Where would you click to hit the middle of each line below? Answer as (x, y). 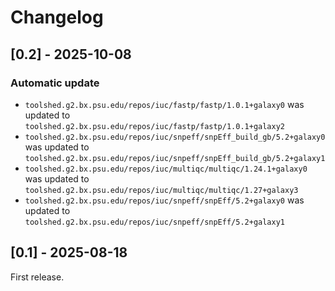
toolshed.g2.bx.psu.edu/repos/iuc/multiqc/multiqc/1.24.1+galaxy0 (166, 169)
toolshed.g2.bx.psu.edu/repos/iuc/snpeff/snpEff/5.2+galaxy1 (155, 222)
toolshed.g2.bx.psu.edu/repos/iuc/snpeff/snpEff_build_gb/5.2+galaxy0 (175, 137)
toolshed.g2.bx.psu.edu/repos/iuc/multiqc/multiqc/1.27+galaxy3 (161, 190)
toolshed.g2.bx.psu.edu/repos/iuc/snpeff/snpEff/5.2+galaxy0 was (164, 200)
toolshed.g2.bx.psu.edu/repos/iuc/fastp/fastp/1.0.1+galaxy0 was (164, 104)
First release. (37, 277)
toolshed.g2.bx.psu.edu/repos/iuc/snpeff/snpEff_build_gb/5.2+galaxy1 (175, 158)
